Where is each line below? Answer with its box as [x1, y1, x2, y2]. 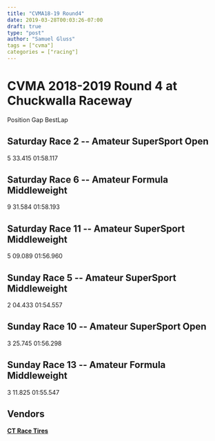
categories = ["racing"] [7, 49, 79, 56]
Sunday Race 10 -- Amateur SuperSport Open [7, 321, 207, 333]
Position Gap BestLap [7, 115, 69, 124]
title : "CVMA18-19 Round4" [7, 10, 85, 17]
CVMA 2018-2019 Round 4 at [7, 79, 178, 94]
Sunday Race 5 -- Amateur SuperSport [7, 271, 177, 283]
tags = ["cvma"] [7, 42, 54, 49]
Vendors [7, 408, 45, 420]
